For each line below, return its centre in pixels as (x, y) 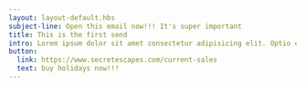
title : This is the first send (68, 34)
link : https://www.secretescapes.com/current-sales (117, 60)
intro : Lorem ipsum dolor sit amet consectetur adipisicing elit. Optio (150, 43)
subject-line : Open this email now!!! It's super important (126, 26)
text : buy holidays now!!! (68, 69)
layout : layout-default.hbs (62, 18)
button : (23, 52)
